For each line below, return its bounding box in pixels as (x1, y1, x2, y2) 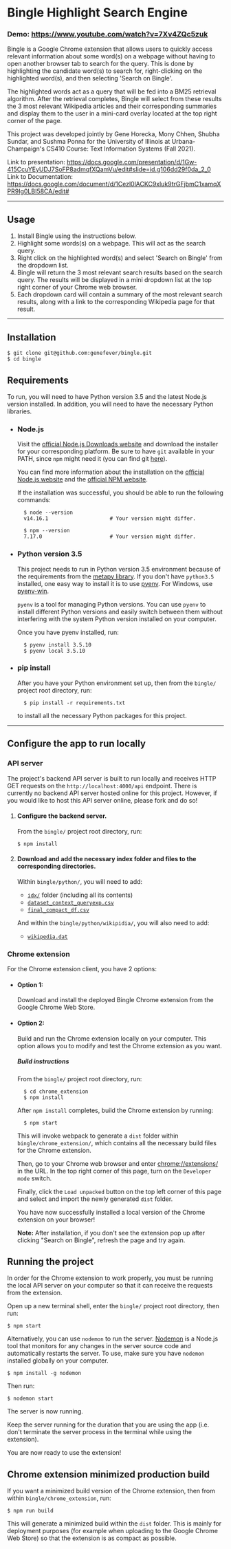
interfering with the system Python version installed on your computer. (16, 614, 217, 623)
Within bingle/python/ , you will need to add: (16, 877, 143, 885)
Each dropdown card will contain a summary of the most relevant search (16, 290, 223, 299)
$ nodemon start (7, 1395, 54, 1402)
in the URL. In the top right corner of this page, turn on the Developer (16, 1167, 212, 1175)
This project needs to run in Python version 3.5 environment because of (16, 565, 221, 573)
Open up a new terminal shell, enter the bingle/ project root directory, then (7, 1302, 220, 1310)
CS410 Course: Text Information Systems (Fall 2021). (45, 144, 196, 153)
